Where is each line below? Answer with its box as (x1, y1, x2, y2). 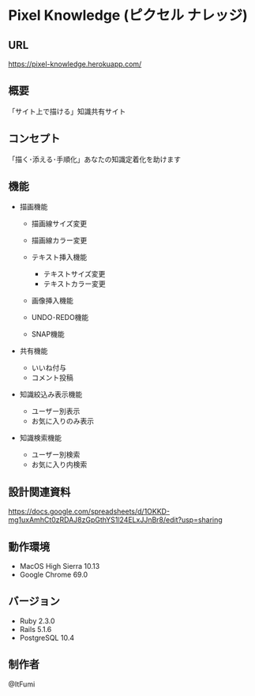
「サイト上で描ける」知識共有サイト (8, 107, 126, 116)
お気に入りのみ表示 (31, 416, 95, 426)
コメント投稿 (31, 373, 73, 382)
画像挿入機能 (31, 296, 73, 306)
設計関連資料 (8, 485, 71, 498)
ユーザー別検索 (31, 450, 81, 460)
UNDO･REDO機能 (31, 313, 89, 322)
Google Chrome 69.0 (19, 570, 88, 580)
